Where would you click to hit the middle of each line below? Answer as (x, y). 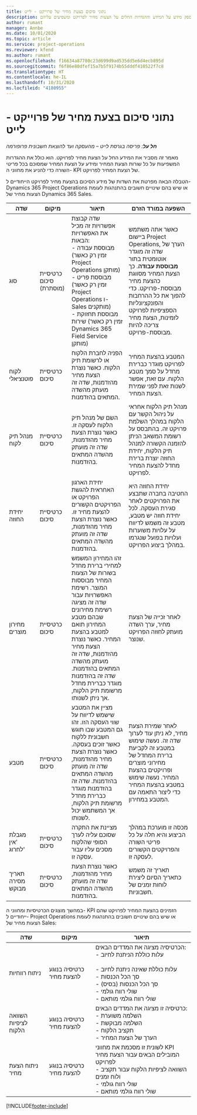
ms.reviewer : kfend (30, 50)
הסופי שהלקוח (89, 842)
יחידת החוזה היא (149, 486)
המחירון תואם (89, 624)
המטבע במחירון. (149, 799)
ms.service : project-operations (45, 45)
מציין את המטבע (92, 707)
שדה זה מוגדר (146, 251)
